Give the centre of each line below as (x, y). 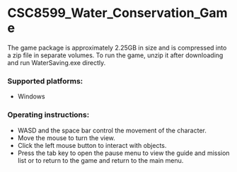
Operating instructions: (48, 115)
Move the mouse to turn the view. (66, 138)
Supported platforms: (45, 81)
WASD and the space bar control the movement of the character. (112, 130)
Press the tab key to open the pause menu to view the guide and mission (123, 153)
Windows (31, 96)
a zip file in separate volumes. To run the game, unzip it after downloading (115, 55)
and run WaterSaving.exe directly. (57, 62)
